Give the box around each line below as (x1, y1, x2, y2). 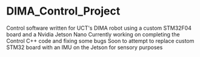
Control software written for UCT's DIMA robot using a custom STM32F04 (6, 24, 192, 32)
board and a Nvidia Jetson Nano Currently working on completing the (6, 30, 180, 38)
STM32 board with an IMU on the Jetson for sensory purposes (6, 44, 163, 51)
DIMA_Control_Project (6, 4, 121, 18)
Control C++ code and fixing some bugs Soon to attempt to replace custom (6, 37, 195, 44)
